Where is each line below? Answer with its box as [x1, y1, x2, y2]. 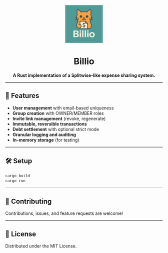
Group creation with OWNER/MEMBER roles [12, 110, 104, 116]
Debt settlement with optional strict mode [12, 126, 99, 132]
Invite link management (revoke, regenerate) [12, 115, 106, 121]
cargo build [5, 173, 30, 178]
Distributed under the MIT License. [5, 243, 77, 249]
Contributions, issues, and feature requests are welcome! [5, 210, 123, 216]
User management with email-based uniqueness [12, 105, 114, 111]
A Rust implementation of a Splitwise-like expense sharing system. [12, 72, 155, 78]
